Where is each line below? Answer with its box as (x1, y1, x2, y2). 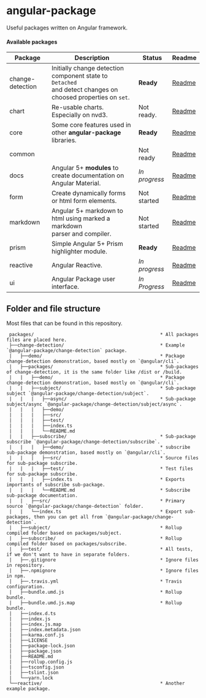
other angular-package (51, 128, 121, 137)
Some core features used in (51, 121, 131, 129)
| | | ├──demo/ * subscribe (9, 444, 191, 450)
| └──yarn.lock (9, 675, 53, 681)
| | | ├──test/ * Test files (9, 466, 193, 472)
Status (142, 53, 162, 62)
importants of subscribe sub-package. (6, 481, 105, 488)
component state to (51, 72, 109, 80)
